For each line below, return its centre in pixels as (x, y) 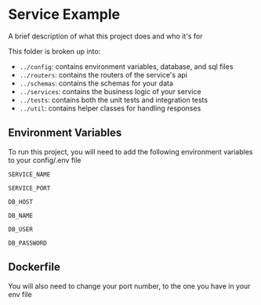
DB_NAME (21, 216)
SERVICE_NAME (29, 174)
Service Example (64, 15)
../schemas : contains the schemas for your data (96, 83)
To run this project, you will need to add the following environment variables (130, 151)
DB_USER (21, 229)
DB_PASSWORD (27, 243)
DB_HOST (21, 202)
